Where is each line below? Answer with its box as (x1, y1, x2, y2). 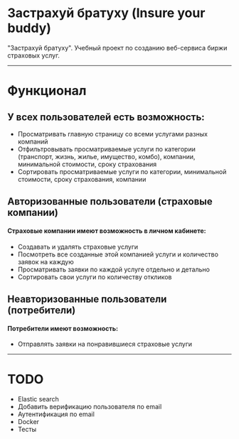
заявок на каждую (17, 257, 74, 266)
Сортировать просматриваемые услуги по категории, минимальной (17, 167, 227, 175)
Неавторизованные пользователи (7, 293, 167, 305)
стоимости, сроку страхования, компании (17, 175, 147, 183)
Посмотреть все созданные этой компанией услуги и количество (17, 250, 219, 259)
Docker (17, 418, 40, 426)
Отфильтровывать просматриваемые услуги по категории (17, 144, 196, 153)
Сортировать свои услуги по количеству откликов (17, 272, 172, 281)
